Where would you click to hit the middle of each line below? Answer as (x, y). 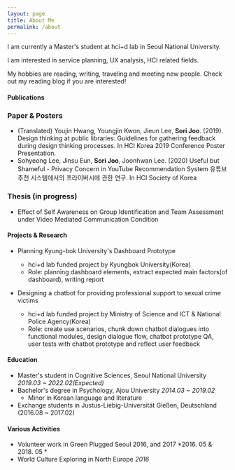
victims (28, 300)
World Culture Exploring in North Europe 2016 (83, 459)
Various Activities (34, 429)
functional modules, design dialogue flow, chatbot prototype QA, (121, 336)
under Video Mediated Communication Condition (88, 219)
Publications (26, 97)
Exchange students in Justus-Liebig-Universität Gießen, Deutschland (117, 405)
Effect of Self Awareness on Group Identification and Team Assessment (120, 212)
